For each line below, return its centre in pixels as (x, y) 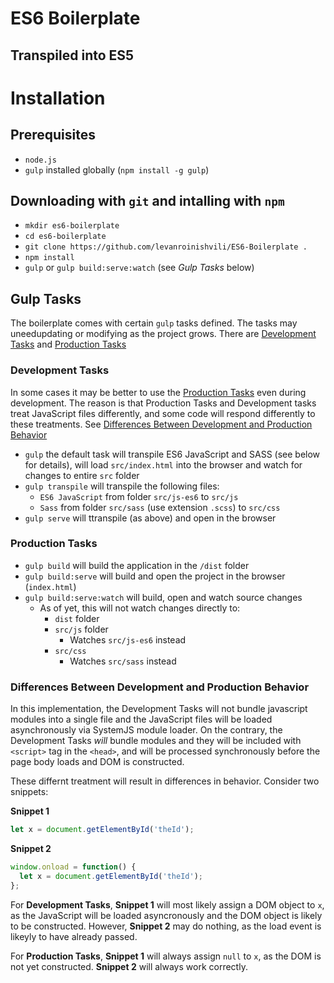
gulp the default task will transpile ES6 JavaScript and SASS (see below (172, 454)
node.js (40, 160)
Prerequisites (53, 135)
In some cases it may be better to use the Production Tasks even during (158, 392)
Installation (58, 98)
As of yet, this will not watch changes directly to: (140, 608)
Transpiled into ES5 (72, 55)
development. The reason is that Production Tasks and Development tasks (163, 403)
